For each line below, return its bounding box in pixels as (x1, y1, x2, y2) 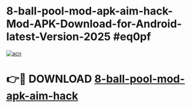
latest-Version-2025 (6, 30, 111, 43)
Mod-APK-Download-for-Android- (6, 17, 182, 31)
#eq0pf (113, 30, 151, 43)
